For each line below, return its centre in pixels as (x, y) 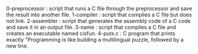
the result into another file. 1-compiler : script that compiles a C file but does (99, 15)
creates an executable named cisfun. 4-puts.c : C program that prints (91, 33)
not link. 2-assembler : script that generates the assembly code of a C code (98, 21)
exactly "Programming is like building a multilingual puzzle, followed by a (95, 40)
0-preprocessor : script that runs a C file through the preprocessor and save (99, 9)
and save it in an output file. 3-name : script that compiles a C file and (91, 27)
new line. (17, 46)
